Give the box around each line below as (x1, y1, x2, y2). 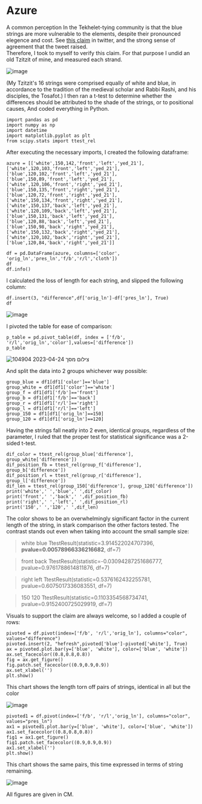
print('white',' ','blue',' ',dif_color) (6, 488, 112, 494)
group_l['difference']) (6, 478, 67, 484)
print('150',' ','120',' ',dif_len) (6, 504, 99, 510)
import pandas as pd (6, 116, 59, 123)
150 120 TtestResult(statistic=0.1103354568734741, (21, 594, 148, 601)
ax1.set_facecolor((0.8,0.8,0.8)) (6, 729, 94, 735)
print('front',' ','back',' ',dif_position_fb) (6, 493, 129, 499)
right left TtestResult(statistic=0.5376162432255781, (21, 576, 152, 583)
